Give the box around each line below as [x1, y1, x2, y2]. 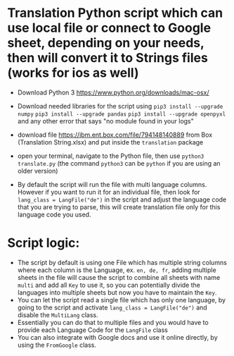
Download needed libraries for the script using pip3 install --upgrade [17, 102, 223, 110]
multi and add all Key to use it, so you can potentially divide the [17, 281, 200, 289]
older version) [17, 166, 58, 175]
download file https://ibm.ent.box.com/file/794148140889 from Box [17, 130, 213, 139]
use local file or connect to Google [7, 20, 212, 36]
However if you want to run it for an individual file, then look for [17, 188, 200, 196]
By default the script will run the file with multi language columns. [17, 180, 207, 188]
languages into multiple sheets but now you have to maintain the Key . [17, 288, 217, 297]
